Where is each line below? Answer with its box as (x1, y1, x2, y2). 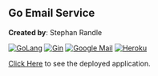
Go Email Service (8, 6, 95, 20)
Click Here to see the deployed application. (8, 58, 151, 68)
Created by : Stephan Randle (8, 27, 103, 37)
